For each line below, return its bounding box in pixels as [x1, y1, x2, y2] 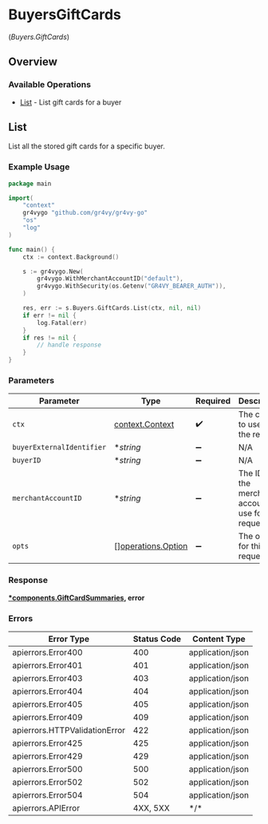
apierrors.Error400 [12, 647, 83, 658]
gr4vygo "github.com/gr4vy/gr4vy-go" [22, 209, 148, 217]
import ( [8, 194, 34, 202]
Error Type [48, 633, 90, 644]
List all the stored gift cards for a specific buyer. [8, 141, 166, 151]
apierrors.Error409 [12, 712, 83, 723]
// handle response [37, 341, 102, 349]
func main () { [8, 245, 56, 253]
